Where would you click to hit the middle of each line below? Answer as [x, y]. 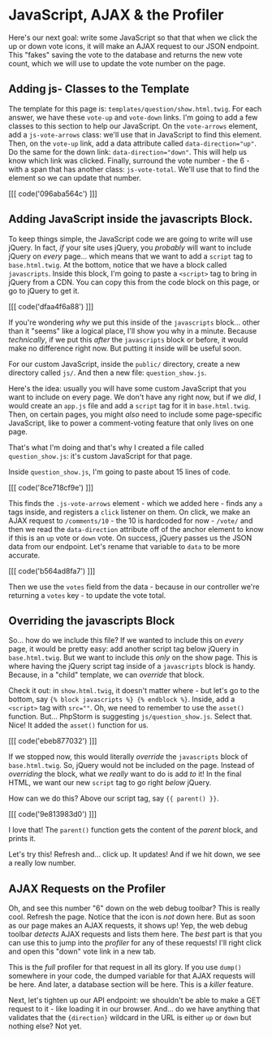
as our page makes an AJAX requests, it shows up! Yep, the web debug [128, 926]
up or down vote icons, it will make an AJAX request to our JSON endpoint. [134, 46]
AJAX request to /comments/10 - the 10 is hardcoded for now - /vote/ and [131, 520]
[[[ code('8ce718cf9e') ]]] [51, 487]
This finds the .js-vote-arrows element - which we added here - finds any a [136, 503]
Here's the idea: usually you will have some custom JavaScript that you [127, 388]
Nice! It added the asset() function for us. [78, 725]
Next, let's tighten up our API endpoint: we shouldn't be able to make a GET [135, 1000]
